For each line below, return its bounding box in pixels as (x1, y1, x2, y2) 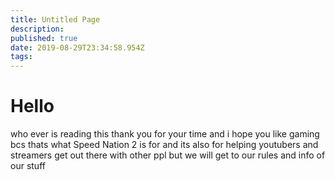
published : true (10, 33, 78, 43)
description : (10, 24, 65, 34)
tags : (10, 52, 33, 62)
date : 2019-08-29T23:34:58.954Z (10, 42, 145, 53)
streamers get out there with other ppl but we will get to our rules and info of (10, 149, 326, 161)
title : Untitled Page (10, 14, 101, 25)
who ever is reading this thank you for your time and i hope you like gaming (10, 128, 320, 140)
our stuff (10, 160, 46, 172)
